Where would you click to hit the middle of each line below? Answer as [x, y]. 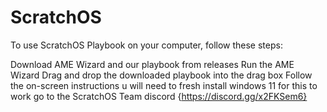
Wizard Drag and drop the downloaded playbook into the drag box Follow [161, 75]
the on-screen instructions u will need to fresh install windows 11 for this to [164, 85]
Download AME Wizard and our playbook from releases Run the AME [152, 64]
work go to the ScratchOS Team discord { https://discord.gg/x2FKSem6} [159, 96]
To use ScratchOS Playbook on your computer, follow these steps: [146, 45]
